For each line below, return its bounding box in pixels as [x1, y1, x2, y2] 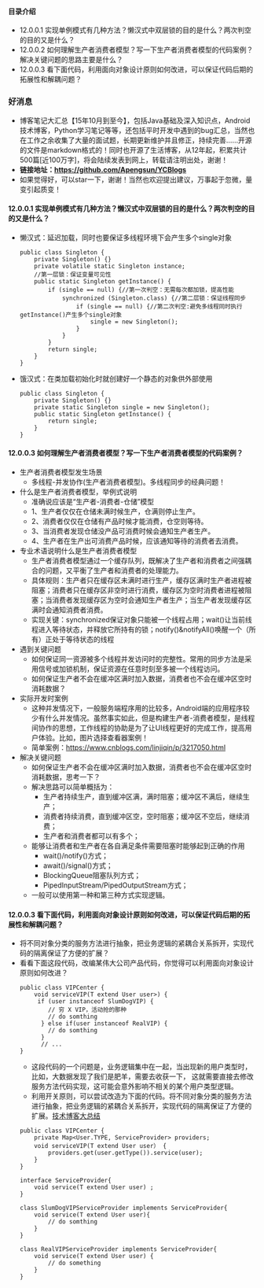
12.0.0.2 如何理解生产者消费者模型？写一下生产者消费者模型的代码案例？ [19, 45, 254, 54]
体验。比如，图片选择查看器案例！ [38, 733, 149, 742]
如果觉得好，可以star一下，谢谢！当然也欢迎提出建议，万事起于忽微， [19, 175, 246, 184]
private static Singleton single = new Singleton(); [34, 403, 211, 411]
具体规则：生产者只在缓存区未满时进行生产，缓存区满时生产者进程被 [31, 575, 252, 585]
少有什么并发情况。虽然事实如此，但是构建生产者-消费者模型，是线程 [31, 713, 255, 722]
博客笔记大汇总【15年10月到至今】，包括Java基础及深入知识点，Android [19, 116, 251, 125]
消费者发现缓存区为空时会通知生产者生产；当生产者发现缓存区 [52, 595, 252, 604]
